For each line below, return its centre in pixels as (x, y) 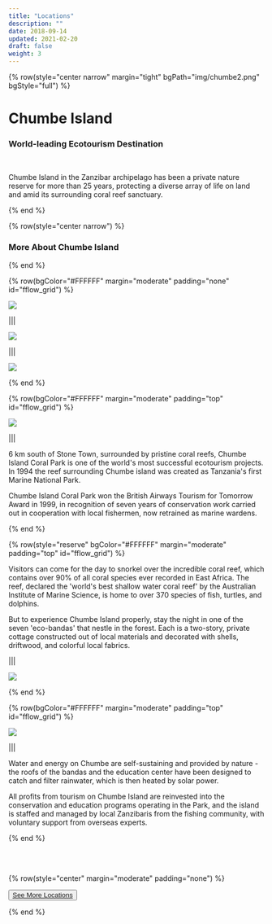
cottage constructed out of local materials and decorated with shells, (124, 637)
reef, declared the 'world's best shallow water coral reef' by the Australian (132, 586)
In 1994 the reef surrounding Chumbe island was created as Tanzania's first (135, 471)
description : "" (36, 24)
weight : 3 (25, 54)
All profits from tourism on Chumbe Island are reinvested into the (117, 796)
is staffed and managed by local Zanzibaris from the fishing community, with (136, 813)
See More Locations (43, 895)
